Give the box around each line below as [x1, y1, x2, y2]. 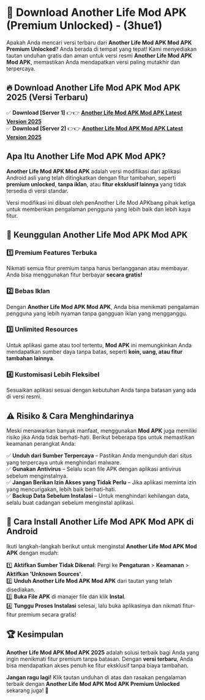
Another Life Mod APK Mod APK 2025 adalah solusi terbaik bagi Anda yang [6, 649, 199, 656]
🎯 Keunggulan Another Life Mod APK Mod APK [6, 229, 188, 240]
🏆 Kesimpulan [6, 630, 64, 640]
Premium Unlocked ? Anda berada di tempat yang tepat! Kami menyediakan [6, 45, 197, 53]
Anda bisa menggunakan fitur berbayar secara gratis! [6, 271, 143, 278]
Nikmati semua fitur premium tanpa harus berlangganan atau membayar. [6, 265, 190, 272]
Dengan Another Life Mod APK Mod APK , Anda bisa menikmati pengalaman [6, 303, 199, 310]
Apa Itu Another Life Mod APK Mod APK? [6, 151, 166, 162]
